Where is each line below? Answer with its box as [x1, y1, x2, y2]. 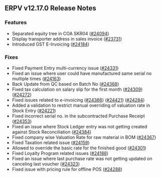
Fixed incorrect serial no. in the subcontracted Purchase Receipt [12, 113, 145, 119]
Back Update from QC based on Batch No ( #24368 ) [12, 81, 119, 87]
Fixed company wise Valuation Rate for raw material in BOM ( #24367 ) [12, 134, 156, 140]
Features [5, 19, 27, 26]
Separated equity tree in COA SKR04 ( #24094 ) [12, 30, 109, 37]
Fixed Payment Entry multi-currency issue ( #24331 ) [12, 65, 119, 71]
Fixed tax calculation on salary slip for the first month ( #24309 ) [12, 86, 143, 92]
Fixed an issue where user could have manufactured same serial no [12, 70, 152, 76]
